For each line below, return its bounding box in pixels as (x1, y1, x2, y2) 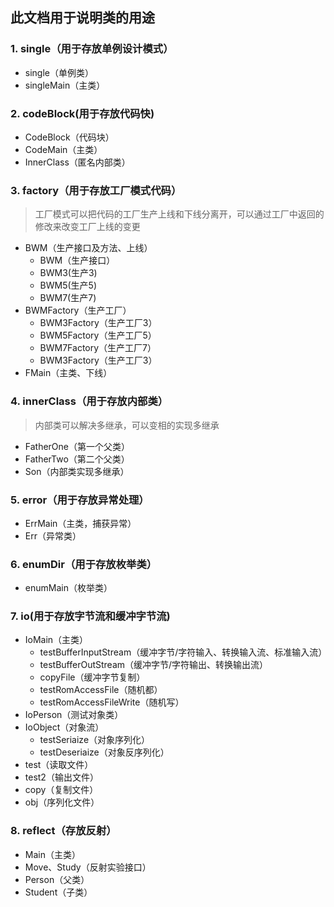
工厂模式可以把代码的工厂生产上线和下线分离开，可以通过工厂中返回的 (34, 208, 325, 220)
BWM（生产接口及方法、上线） (24, 242, 153, 254)
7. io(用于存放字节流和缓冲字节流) (10, 609, 171, 623)
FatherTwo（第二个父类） (24, 453, 130, 465)
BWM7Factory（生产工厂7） (39, 342, 157, 354)
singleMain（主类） (24, 79, 106, 91)
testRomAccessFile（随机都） (39, 684, 163, 696)
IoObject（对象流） (24, 721, 105, 733)
